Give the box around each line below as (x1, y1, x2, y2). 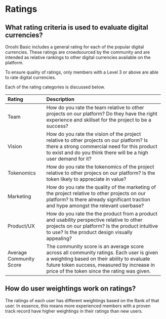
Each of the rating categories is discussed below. (5, 84, 105, 90)
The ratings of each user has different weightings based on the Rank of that (5, 297, 160, 303)
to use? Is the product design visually (46, 229, 133, 236)
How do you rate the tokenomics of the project (46, 163, 154, 170)
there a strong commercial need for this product (46, 143, 158, 150)
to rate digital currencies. (5, 75, 56, 80)
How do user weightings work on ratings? (5, 284, 136, 293)
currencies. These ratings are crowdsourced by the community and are (5, 49, 150, 55)
